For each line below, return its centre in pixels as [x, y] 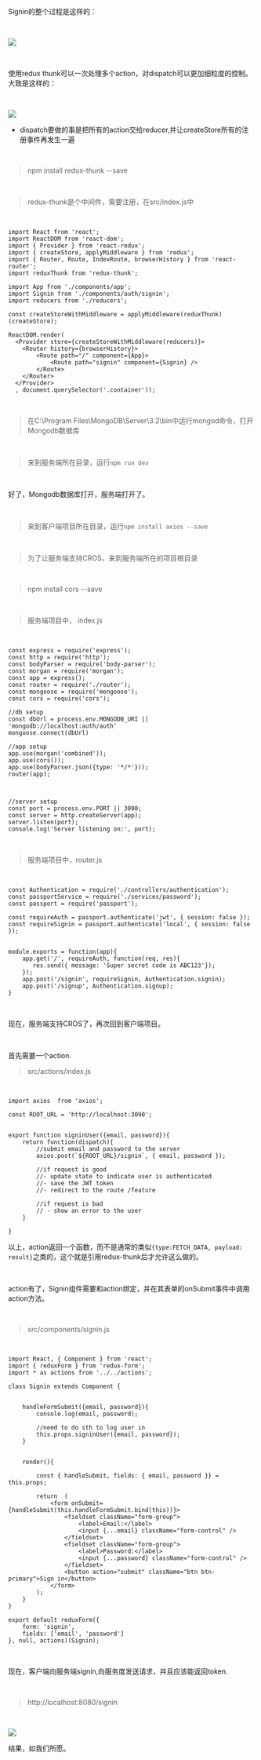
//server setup [33, 801]
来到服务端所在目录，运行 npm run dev [88, 462]
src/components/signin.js [68, 1329]
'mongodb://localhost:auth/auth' [63, 726]
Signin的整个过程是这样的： [53, 11]
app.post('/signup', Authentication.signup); [98, 986]
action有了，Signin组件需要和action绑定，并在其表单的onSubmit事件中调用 [129, 1289]
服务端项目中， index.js [65, 620]
